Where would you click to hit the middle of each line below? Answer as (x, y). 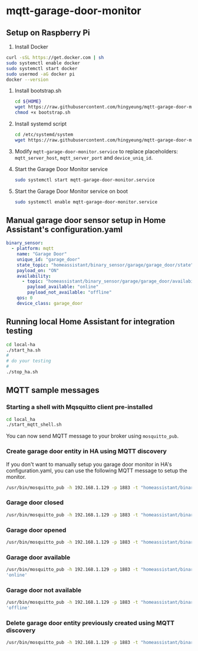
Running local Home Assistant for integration (90, 322)
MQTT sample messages (53, 390)
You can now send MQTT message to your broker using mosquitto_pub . (93, 436)
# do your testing (29, 361)
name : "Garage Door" (42, 254)
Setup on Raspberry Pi (48, 33)
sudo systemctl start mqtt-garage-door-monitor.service (85, 180)
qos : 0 (25, 298)
